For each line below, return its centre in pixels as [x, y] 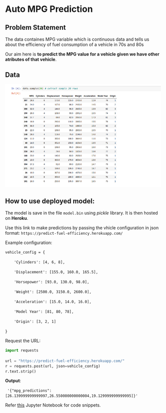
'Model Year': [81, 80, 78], [44, 312]
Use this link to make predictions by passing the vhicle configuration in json [82, 228]
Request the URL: [23, 341]
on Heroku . [17, 218]
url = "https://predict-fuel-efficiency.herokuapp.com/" [65, 361]
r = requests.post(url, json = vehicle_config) [53, 366]
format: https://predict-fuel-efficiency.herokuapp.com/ [64, 233]
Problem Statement [36, 27]
